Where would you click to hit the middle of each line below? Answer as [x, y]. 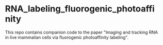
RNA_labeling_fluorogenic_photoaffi [80, 9]
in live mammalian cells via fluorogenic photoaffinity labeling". [67, 37]
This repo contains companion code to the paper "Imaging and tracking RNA [81, 32]
